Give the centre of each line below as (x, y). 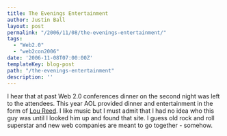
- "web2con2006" (36, 52)
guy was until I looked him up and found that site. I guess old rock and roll (111, 118)
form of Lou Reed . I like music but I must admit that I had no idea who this (110, 111)
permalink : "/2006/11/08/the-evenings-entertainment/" (87, 32)
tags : (15, 39)
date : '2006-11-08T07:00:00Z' (50, 58)
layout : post (26, 26)
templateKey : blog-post (41, 64)
